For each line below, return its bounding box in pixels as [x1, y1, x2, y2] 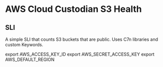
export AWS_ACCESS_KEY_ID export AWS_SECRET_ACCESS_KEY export [5, 51, 155, 57]
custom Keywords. [5, 42, 43, 48]
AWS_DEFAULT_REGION [5, 57, 55, 63]
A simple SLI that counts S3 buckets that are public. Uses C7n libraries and [5, 36, 158, 42]
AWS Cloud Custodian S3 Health [5, 3, 142, 15]
